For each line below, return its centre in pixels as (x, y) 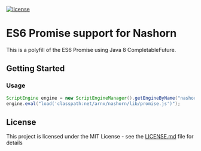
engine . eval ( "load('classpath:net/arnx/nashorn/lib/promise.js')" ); (93, 104)
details (14, 143)
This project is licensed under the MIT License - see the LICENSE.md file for (100, 137)
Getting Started (36, 69)
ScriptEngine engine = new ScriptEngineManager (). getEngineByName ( (92, 98)
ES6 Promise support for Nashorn (92, 33)
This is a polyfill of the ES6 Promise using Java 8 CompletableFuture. (91, 50)
